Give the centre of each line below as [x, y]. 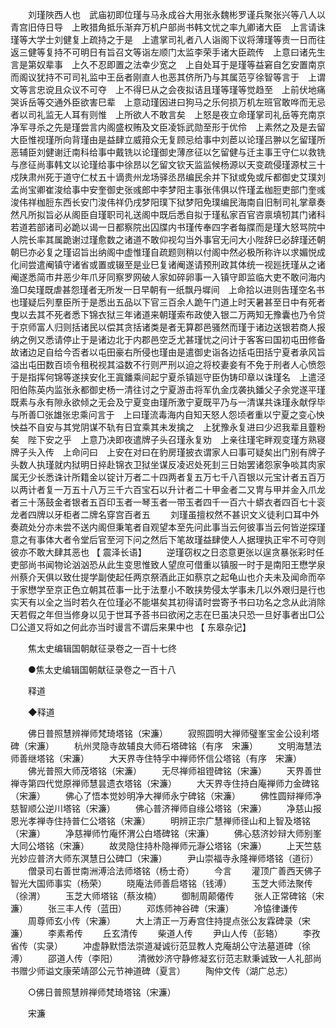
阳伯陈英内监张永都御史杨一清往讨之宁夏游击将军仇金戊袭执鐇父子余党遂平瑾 [168, 389]
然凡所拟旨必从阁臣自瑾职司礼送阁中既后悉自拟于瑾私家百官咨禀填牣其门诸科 [168, 214]
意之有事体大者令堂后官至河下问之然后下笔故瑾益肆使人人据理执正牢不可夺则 [168, 539]
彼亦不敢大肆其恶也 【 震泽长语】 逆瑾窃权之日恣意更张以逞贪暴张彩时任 [167, 552]
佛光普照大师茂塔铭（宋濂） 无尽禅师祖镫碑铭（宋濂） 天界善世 [174, 771]
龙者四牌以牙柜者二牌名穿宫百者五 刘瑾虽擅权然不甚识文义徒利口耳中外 [165, 514]
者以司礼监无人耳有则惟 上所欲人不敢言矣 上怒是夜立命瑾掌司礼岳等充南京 [168, 114]
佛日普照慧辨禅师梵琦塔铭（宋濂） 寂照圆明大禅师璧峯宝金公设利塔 [173, 733]
